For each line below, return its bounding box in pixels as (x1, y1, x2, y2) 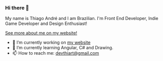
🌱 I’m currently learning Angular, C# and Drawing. (12, 45, 114, 51)
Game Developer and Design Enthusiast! (5, 20, 87, 26)
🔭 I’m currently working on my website (12, 40, 91, 45)
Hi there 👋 (5, 4, 30, 11)
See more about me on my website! (5, 30, 78, 36)
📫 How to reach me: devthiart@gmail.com (12, 50, 99, 56)
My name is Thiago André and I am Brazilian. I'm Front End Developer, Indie (5, 16, 159, 21)
